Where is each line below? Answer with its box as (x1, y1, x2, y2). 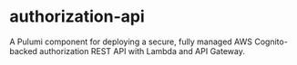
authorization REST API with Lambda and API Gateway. (39, 45, 246, 56)
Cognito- (254, 36, 289, 47)
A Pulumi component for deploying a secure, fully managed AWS (9, 36, 253, 47)
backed (9, 45, 38, 56)
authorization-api (9, 6, 146, 27)
